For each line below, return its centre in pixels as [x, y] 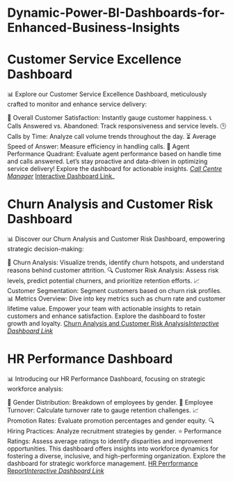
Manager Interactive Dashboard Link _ [61, 176]
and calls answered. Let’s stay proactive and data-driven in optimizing [107, 161]
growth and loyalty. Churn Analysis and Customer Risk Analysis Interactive [113, 324]
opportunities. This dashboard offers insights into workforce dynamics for [113, 449]
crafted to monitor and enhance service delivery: [77, 104]
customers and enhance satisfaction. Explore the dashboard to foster [106, 316]
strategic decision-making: [46, 249]
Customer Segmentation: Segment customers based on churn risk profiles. [115, 291]
